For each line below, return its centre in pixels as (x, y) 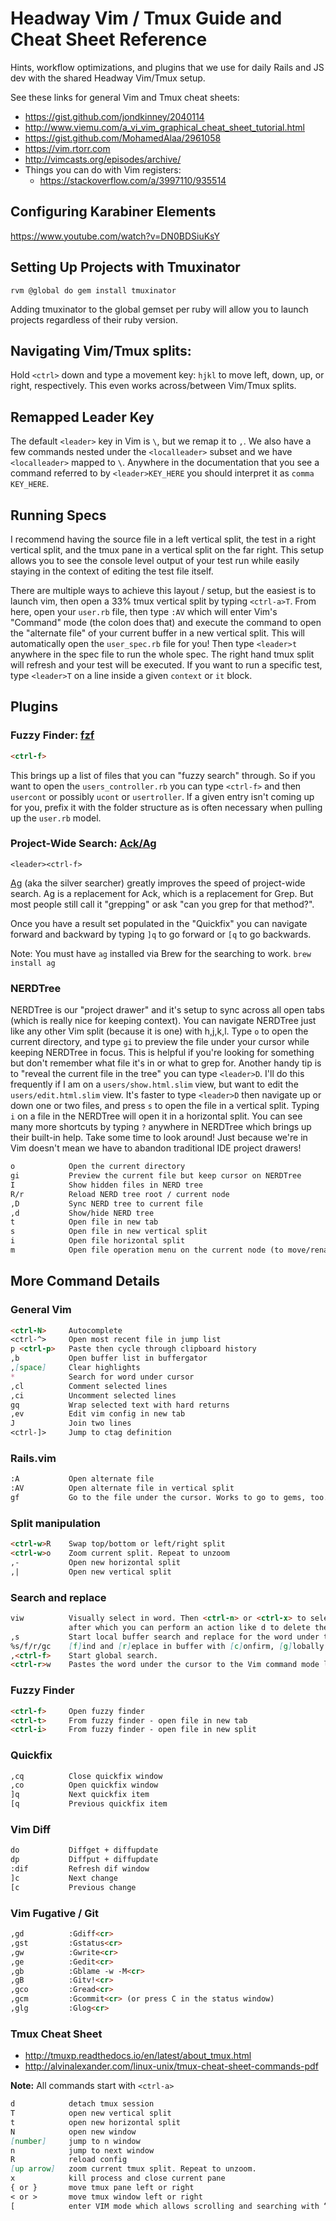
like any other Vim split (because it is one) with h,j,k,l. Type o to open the (159, 1031)
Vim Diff (31, 1829)
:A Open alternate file (82, 1479)
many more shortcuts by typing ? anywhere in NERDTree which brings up (161, 1127)
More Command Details (85, 1281)
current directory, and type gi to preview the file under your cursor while (160, 1042)
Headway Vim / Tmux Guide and (146, 18)
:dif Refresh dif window (80, 1869)
